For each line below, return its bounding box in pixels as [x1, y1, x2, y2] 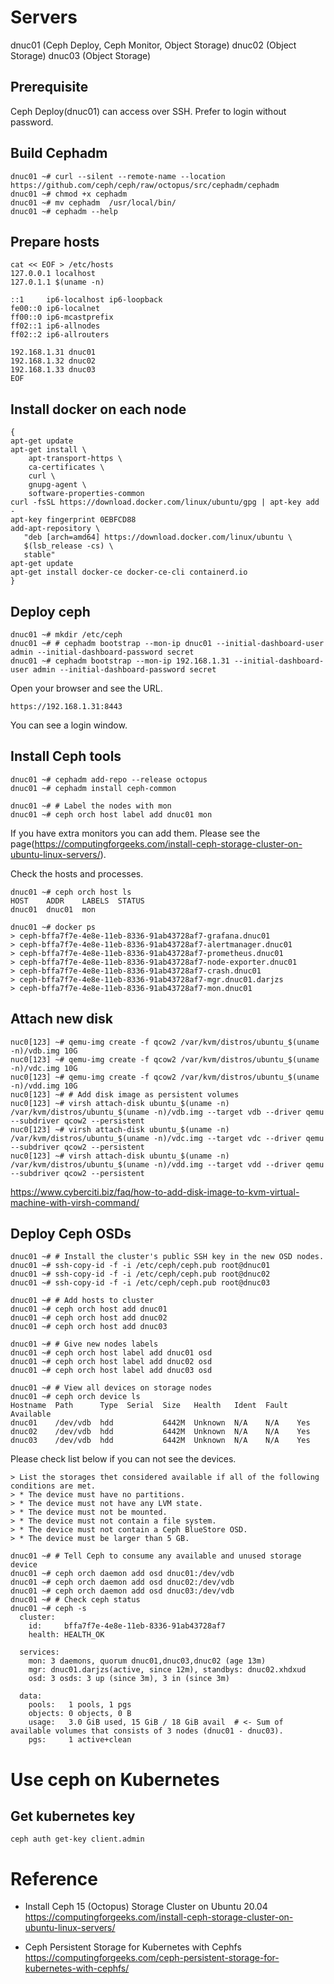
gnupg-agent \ [28, 480, 87, 490]
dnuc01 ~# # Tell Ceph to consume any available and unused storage [10, 1551, 302, 1561]
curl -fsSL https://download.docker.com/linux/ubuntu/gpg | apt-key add [10, 497, 320, 508]
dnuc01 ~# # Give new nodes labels [10, 1339, 159, 1350]
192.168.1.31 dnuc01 [10, 347, 97, 358]
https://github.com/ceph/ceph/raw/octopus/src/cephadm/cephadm [10, 180, 280, 190]
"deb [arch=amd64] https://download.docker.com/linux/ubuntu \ [23, 532, 293, 543]
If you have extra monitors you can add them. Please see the [10, 827, 261, 839]
